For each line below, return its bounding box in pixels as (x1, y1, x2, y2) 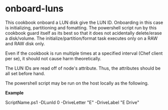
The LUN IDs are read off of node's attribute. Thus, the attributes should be (5, 65, 161, 71)
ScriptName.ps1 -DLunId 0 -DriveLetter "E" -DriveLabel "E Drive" (5, 99, 139, 105)
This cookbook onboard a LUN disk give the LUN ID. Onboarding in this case (5, 19, 163, 25)
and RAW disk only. (5, 40, 45, 46)
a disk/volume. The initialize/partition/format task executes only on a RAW (5, 35, 158, 41)
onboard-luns (5, 3, 64, 14)
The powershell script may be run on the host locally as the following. (5, 80, 149, 86)
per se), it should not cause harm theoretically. (5, 55, 102, 61)
